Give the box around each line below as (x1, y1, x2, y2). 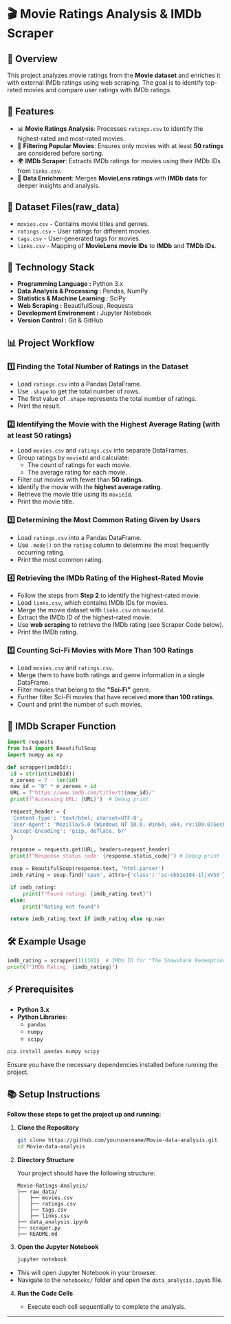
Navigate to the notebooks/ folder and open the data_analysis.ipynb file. (16, 1276, 223, 1284)
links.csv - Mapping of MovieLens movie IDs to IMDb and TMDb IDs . (16, 241, 217, 249)
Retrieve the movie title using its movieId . (16, 490, 133, 499)
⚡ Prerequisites (7, 984, 74, 995)
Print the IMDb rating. (16, 628, 78, 637)
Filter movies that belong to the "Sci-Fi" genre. (16, 685, 151, 694)
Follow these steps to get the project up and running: (7, 1110, 162, 1119)
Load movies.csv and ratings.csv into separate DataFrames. (16, 446, 189, 455)
